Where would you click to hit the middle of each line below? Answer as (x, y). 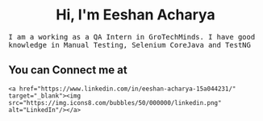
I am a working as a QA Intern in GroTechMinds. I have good (132, 37)
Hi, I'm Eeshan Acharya (136, 15)
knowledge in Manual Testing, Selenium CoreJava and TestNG (130, 45)
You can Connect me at (68, 70)
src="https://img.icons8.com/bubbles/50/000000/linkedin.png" (115, 102)
